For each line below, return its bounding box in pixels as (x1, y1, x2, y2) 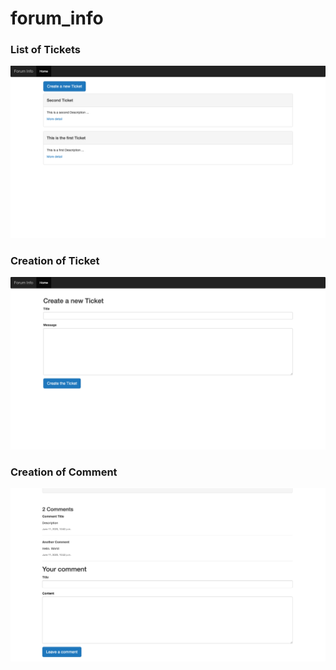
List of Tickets (10, 43, 82, 57)
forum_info (10, 7, 104, 30)
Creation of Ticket (10, 254, 100, 268)
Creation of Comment (10, 465, 118, 479)
